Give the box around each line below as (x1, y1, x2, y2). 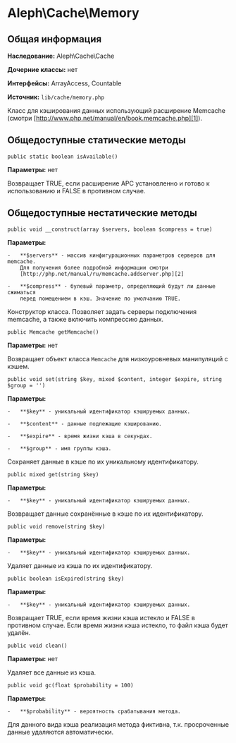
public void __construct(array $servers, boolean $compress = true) (7, 226, 213, 233)
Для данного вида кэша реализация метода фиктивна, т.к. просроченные (7, 720, 230, 728)
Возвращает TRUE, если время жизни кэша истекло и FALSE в (7, 613, 195, 622)
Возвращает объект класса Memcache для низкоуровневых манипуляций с (7, 354, 228, 363)
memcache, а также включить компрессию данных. (7, 315, 164, 323)
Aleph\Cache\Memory (7, 5, 139, 21)
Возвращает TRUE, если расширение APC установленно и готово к (7, 179, 210, 188)
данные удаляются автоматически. (7, 727, 114, 736)
